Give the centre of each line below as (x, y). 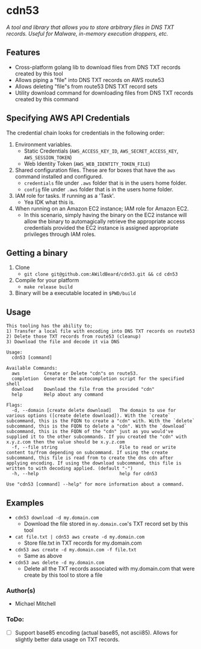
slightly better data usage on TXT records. (67, 639)
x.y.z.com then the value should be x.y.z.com (66, 442)
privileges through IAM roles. (60, 234)
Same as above (43, 556)
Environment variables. (43, 144)
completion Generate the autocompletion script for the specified (98, 379)
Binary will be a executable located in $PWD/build (76, 293)
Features (23, 53)
